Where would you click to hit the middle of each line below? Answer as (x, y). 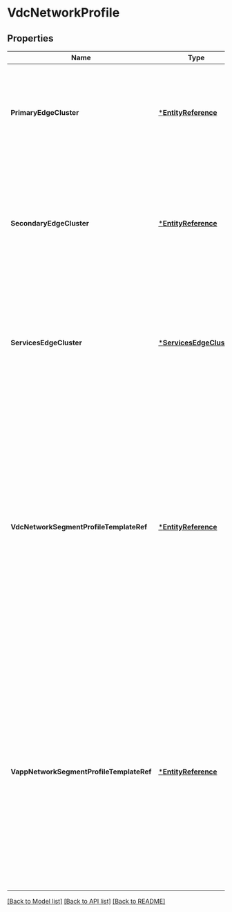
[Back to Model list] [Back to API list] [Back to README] (86, 901)
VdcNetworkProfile (64, 13)
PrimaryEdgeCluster (45, 112)
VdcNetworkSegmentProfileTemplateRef (79, 527)
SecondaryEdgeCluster (50, 223)
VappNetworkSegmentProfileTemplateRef (81, 772)
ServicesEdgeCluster (46, 343)
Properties (30, 38)
